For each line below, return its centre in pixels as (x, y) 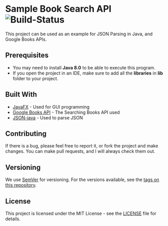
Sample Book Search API (58, 9)
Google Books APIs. (26, 39)
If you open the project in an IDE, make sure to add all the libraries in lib (88, 73)
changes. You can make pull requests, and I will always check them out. (80, 152)
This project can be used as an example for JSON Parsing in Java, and (79, 34)
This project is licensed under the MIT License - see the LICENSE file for (81, 213)
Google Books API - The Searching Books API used (66, 112)
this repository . (21, 185)
